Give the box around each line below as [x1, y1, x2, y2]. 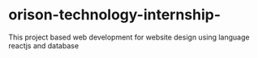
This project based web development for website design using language [8, 32, 250, 42]
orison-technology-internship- [8, 6, 221, 24]
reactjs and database [8, 40, 80, 50]
